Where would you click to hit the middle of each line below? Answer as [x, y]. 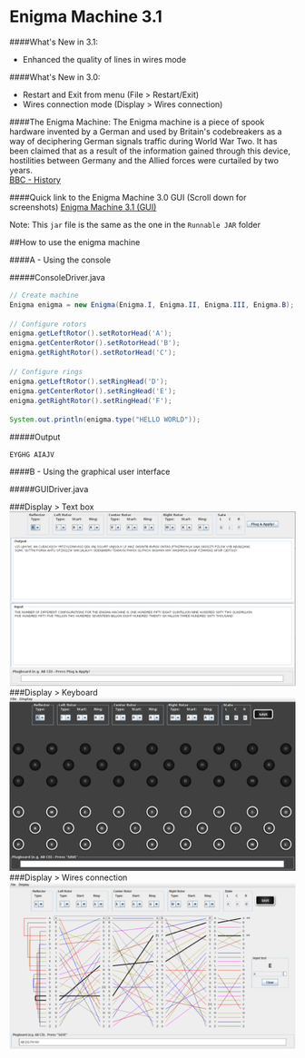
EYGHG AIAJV [32, 455]
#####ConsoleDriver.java [58, 277]
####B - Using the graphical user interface [90, 472]
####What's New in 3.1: [54, 42]
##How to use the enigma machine [75, 242]
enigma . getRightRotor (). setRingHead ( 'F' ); [91, 400]
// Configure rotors [49, 324]
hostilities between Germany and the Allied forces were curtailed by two [144, 160]
